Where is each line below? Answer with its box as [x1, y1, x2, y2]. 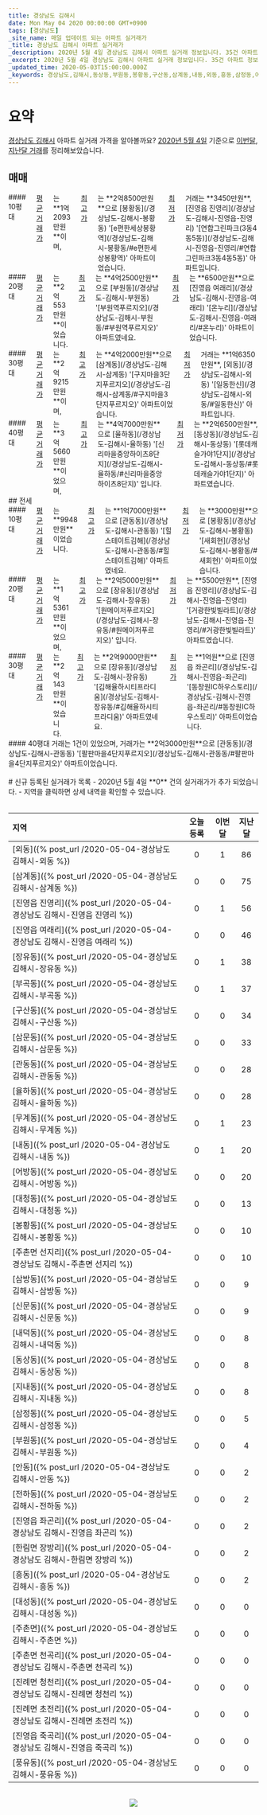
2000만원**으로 [122, 349, 172, 359]
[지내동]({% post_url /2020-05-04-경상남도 [12, 1381, 178, 1392]
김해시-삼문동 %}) [12, 1044, 78, 1055]
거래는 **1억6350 [200, 349, 256, 359]
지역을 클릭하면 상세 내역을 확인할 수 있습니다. [23, 787, 166, 797]
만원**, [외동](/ [200, 360, 247, 369]
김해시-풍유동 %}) [12, 1769, 78, 1780]
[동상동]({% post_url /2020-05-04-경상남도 [12, 1354, 178, 1365]
